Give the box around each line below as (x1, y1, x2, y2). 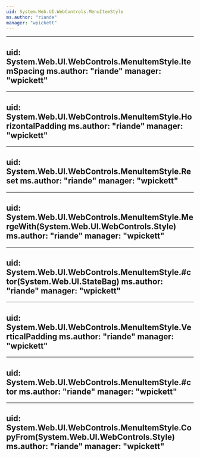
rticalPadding (6, 331, 58, 342)
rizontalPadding (6, 121, 67, 131)
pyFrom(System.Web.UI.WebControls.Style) (6, 432, 176, 442)
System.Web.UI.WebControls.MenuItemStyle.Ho (6, 111, 192, 122)
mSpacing (6, 66, 45, 76)
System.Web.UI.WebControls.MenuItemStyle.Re (6, 167, 192, 177)
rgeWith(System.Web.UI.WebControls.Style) (6, 221, 177, 232)
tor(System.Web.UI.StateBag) (6, 277, 120, 287)
